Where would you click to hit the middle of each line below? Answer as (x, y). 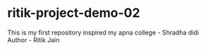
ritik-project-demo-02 (74, 13)
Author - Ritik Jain (34, 39)
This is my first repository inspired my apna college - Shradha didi (103, 32)
